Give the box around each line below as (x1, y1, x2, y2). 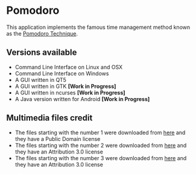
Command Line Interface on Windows (14, 70, 109, 77)
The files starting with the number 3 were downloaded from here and (14, 154, 187, 161)
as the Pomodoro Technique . (6, 30, 78, 37)
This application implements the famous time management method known (6, 23, 191, 31)
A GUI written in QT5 (14, 76, 66, 83)
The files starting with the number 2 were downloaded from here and (14, 141, 187, 149)
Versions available (6, 48, 77, 58)
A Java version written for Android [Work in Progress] (14, 95, 150, 102)
